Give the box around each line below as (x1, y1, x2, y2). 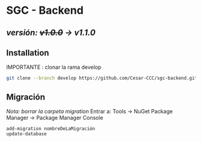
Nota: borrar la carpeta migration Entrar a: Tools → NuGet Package (6, 108, 173, 115)
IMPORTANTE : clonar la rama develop (6, 64, 102, 71)
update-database (6, 131, 47, 137)
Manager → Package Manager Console (6, 114, 103, 122)
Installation (6, 47, 49, 58)
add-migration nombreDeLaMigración (6, 126, 96, 132)
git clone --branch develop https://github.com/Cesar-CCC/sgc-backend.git (6, 75, 198, 81)
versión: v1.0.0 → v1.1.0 (6, 28, 96, 38)
